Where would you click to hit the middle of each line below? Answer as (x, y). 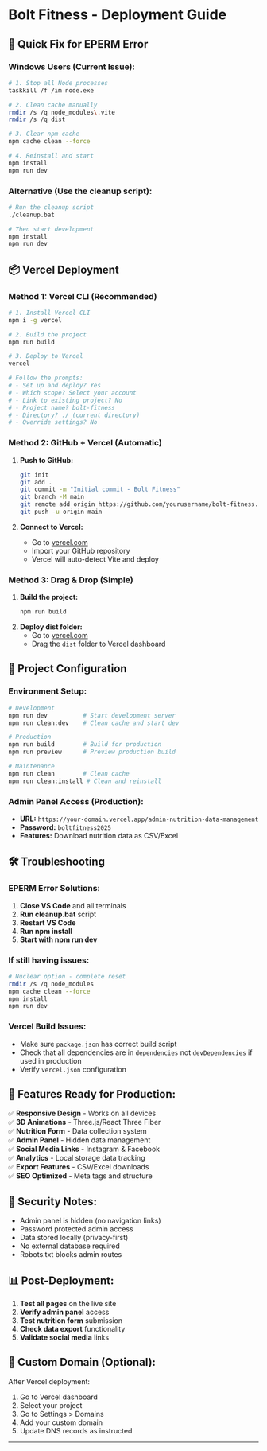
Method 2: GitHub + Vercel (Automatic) (85, 443)
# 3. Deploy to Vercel (46, 356)
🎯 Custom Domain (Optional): (82, 1362)
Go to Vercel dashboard (58, 1397)
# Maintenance (32, 766)
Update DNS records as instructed (76, 1430)
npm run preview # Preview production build (92, 752)
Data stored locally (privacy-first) (74, 1238)
